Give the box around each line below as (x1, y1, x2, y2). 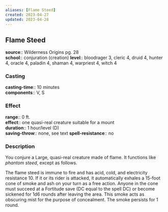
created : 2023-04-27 (5, 12, 49, 17)
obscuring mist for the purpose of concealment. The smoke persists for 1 (5, 197, 158, 203)
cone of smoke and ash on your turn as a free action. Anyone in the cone (5, 180, 158, 187)
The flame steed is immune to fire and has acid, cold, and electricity (5, 170, 148, 176)
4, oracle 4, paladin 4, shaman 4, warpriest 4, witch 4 (5, 60, 117, 66)
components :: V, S (5, 89, 45, 96)
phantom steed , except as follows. (5, 160, 77, 166)
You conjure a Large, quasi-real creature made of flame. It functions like (5, 155, 156, 161)
